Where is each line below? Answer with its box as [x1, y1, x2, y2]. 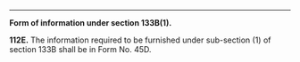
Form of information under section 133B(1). [9, 18, 172, 27]
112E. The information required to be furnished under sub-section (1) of [9, 35, 271, 45]
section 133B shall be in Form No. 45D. [9, 44, 152, 54]
